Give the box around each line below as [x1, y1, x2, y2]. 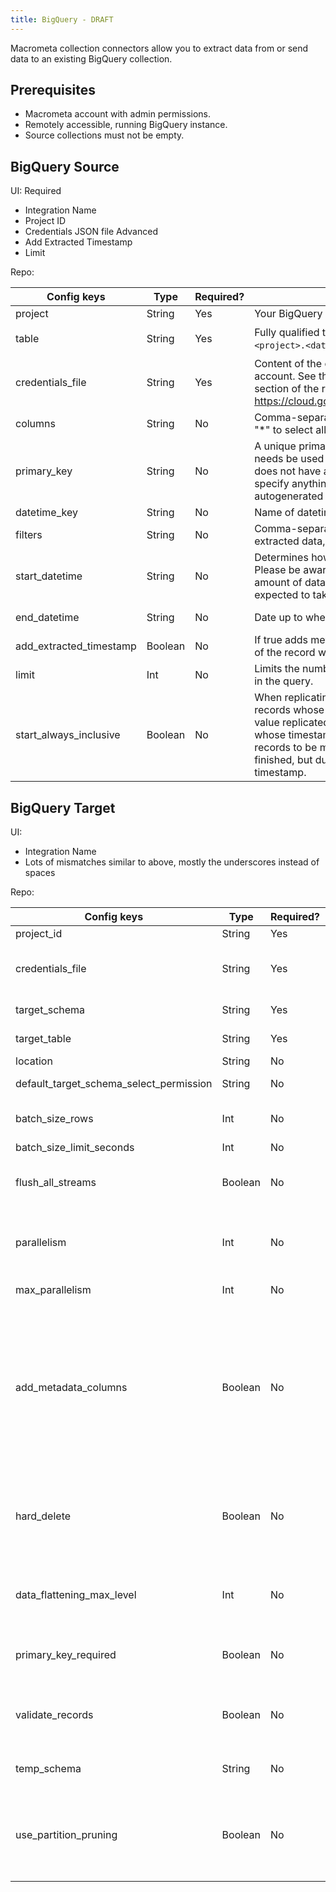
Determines [254, 551, 309, 565]
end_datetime [15, 611, 80, 625]
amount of [254, 576, 303, 590]
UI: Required [10, 185, 62, 197]
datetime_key [15, 506, 78, 520]
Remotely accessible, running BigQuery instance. [24, 119, 228, 131]
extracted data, [254, 534, 326, 548]
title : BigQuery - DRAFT [10, 14, 114, 25]
